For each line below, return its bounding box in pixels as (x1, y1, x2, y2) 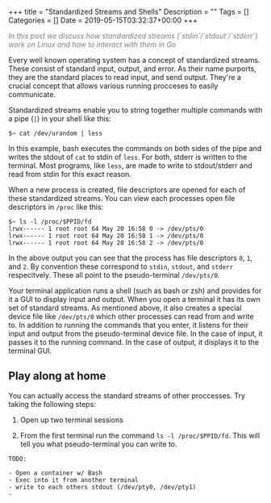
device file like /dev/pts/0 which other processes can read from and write (8, 312, 254, 321)
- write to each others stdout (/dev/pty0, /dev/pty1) (8, 483, 197, 491)
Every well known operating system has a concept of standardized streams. (8, 56, 261, 65)
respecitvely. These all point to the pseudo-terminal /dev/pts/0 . (8, 270, 220, 279)
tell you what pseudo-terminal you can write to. (19, 439, 177, 449)
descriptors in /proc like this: (8, 202, 104, 212)
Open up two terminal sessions (19, 415, 123, 425)
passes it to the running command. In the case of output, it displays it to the (8, 337, 260, 346)
